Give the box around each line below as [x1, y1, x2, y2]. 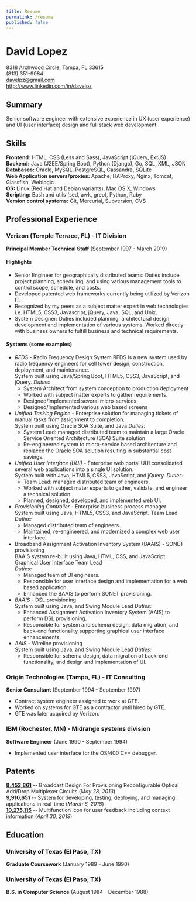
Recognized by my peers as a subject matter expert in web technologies [14, 302, 189, 309]
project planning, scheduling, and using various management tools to [14, 277, 181, 284]
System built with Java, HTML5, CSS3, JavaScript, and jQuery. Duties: [14, 472, 184, 479]
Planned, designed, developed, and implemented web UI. [23, 497, 161, 504]
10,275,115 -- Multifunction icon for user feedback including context [6, 807, 170, 814]
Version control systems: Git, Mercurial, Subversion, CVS [6, 197, 146, 204]
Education [6, 830, 44, 840]
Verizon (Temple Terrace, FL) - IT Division [6, 232, 127, 240]
